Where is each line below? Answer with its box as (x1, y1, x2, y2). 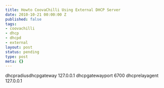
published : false (5, 17, 42, 22)
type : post (5, 54, 28, 59)
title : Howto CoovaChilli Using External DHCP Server (5, 7, 121, 13)
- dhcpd (5, 36, 22, 41)
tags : (5, 21, 17, 27)
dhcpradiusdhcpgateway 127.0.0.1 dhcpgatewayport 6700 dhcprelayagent (5, 72, 159, 78)
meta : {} (5, 59, 24, 64)
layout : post (5, 45, 33, 50)
